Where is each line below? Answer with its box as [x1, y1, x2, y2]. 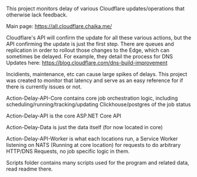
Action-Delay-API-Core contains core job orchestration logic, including [6, 94, 178, 101]
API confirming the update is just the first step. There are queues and [6, 41, 174, 47]
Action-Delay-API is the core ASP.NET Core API [6, 112, 122, 119]
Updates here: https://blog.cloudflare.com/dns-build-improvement [6, 59, 168, 66]
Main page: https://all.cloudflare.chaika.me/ [6, 23, 112, 29]
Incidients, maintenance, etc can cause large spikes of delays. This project [6, 71, 188, 77]
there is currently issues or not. [6, 83, 82, 90]
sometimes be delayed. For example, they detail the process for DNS [6, 53, 173, 60]
